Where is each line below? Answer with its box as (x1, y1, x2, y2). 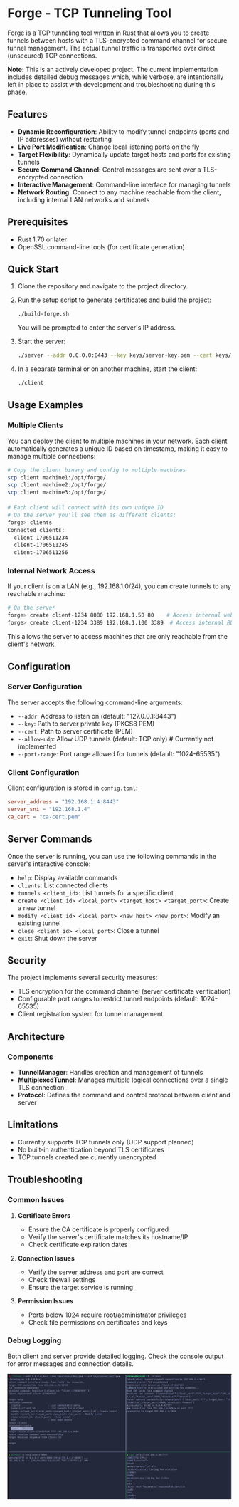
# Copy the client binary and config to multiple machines (7, 466, 186, 474)
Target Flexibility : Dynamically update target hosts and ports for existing (17, 150, 231, 158)
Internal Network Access (7, 566, 95, 576)
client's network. (7, 640, 57, 649)
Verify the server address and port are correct (28, 1268, 164, 1276)
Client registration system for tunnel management (17, 1010, 164, 1018)
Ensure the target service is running (28, 1283, 134, 1291)
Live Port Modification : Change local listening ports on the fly (17, 142, 200, 151)
